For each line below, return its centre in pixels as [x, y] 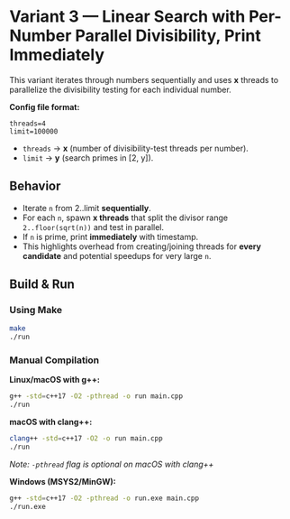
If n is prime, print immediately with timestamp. [110, 236]
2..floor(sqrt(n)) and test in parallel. [93, 227]
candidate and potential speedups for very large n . [117, 255]
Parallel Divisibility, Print [168, 36]
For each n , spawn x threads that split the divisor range [125, 218]
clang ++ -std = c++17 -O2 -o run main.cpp [86, 439]
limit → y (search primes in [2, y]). [88, 158]
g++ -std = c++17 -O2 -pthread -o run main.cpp [96, 396]
